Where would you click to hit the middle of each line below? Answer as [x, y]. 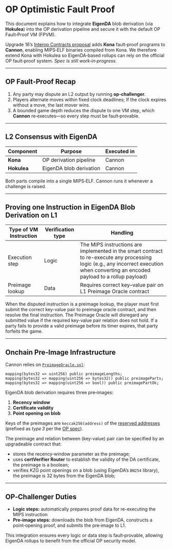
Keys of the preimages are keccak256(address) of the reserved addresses [83, 423]
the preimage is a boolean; [41, 465]
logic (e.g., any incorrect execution [122, 264]
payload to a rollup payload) [114, 277]
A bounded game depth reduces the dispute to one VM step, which [84, 110]
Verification [59, 230]
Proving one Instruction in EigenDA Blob [70, 207]
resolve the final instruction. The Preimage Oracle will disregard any [77, 315]
